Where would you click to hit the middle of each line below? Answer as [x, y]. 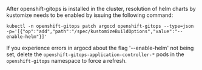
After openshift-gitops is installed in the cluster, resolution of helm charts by [101, 9]
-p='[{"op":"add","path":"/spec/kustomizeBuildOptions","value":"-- [95, 31]
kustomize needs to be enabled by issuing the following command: [90, 15]
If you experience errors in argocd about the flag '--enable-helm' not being [100, 48]
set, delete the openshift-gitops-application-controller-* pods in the [95, 54]
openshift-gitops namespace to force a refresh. [67, 61]
